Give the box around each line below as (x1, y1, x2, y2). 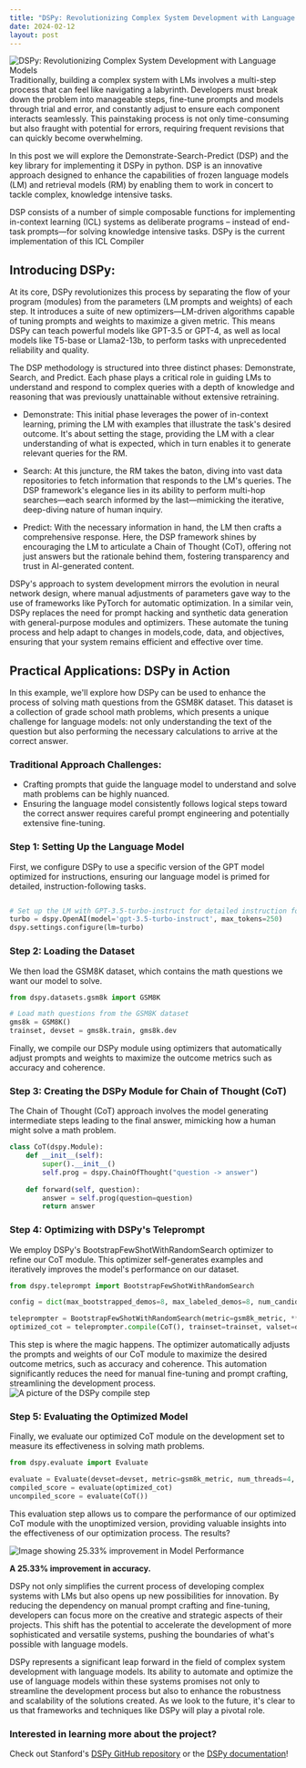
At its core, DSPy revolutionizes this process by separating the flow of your (9, 286, 291, 297)
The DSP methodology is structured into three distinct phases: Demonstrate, (9, 362, 296, 374)
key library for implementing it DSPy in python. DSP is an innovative (9, 160, 262, 171)
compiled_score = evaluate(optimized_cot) (9, 1484, 173, 1493)
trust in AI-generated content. (22, 561, 135, 572)
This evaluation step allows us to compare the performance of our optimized (9, 1508, 297, 1519)
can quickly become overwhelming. (9, 133, 143, 144)
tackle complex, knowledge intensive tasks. (9, 189, 173, 201)
